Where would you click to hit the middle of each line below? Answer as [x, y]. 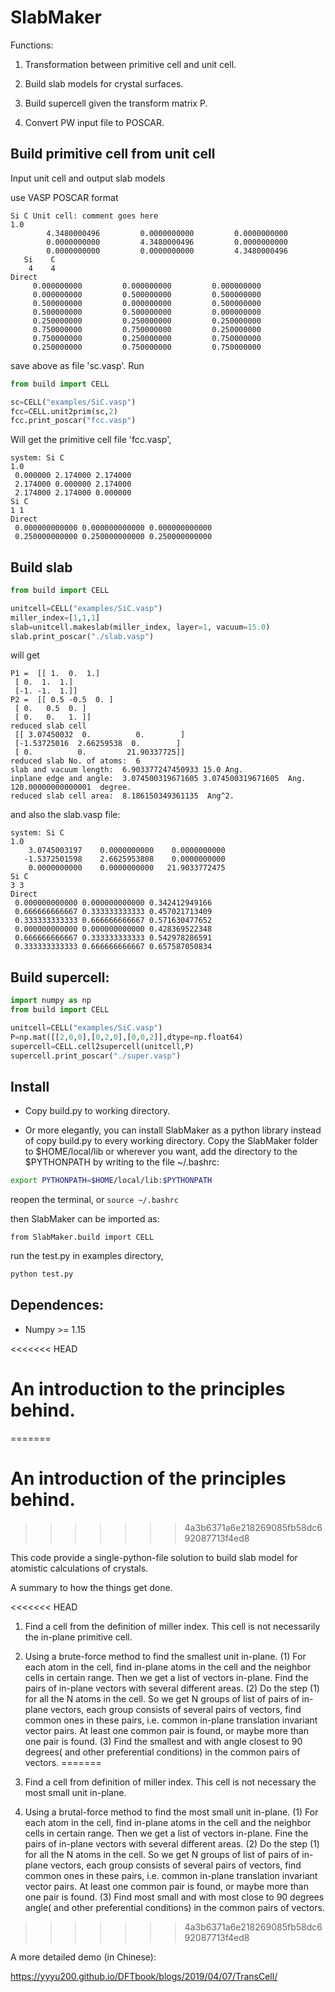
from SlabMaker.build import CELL [82, 1237]
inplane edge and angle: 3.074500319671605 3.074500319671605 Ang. [158, 779]
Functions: [32, 45]
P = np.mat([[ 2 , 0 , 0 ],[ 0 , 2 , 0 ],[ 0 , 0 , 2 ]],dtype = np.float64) [127, 1037]
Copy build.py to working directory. [97, 1111]
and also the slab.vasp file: [65, 815]
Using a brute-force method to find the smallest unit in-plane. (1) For [165, 1656]
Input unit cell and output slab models [88, 178]
